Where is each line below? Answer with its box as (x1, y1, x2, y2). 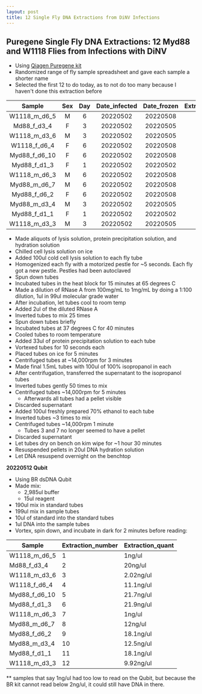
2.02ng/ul (124, 571, 152, 580)
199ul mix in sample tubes (14, 508, 79, 515)
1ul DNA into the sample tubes (14, 521, 90, 528)
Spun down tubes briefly (14, 318, 76, 326)
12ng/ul (124, 620, 147, 628)
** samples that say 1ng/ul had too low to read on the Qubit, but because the (6, 675, 196, 682)
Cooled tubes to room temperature (14, 331, 101, 338)
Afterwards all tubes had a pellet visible (23, 395, 122, 402)
